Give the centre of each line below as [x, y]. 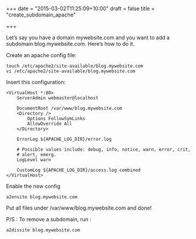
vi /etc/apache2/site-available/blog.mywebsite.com [71, 71]
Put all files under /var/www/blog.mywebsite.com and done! [79, 208]
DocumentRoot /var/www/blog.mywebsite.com [69, 108]
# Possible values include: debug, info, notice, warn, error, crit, [104, 150]
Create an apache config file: [41, 55]
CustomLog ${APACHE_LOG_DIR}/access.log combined [79, 170]
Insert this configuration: [36, 82]
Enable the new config [33, 186]
